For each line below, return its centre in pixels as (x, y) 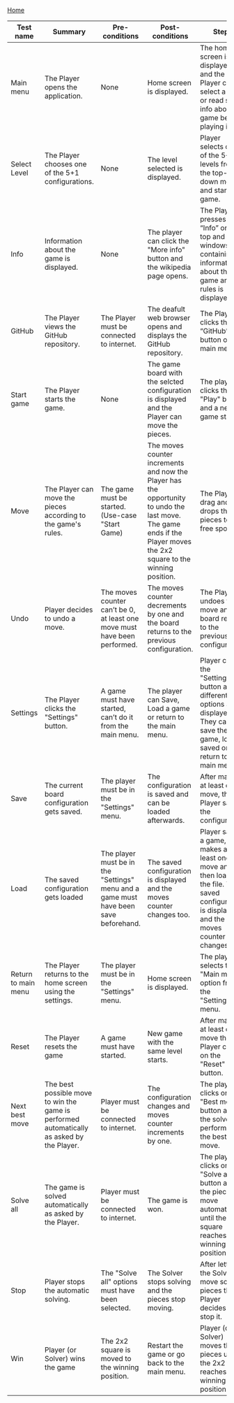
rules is (212, 289)
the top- (213, 173)
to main (23, 983)
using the (60, 992)
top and (212, 237)
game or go (166, 1354)
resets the (61, 1046)
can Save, (163, 700)
